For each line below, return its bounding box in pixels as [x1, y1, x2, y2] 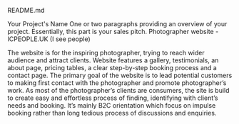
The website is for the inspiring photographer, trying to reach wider [7, 49, 205, 57]
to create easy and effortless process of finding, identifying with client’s [7, 94, 218, 102]
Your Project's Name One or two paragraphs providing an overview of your [7, 20, 228, 28]
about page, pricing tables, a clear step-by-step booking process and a [7, 64, 218, 72]
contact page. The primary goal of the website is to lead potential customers [7, 71, 233, 79]
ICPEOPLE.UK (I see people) [7, 35, 91, 43]
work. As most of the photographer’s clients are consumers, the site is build [7, 86, 230, 94]
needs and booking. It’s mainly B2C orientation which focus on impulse [7, 101, 216, 109]
